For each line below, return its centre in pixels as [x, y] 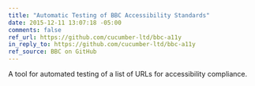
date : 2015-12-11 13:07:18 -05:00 [65, 23]
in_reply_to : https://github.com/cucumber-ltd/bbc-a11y [102, 45]
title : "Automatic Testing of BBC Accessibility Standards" [109, 15]
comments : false [35, 30]
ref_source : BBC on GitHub [52, 52]
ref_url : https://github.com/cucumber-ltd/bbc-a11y [95, 37]
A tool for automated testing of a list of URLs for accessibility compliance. [127, 74]
